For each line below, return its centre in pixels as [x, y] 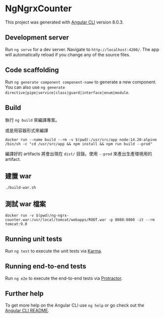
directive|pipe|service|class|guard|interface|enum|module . [67, 92]
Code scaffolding [32, 70]
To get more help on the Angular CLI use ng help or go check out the [75, 305]
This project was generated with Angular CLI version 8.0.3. [64, 22]
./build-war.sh [21, 188]
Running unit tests [34, 239]
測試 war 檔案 [26, 204]
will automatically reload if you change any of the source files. [68, 54]
